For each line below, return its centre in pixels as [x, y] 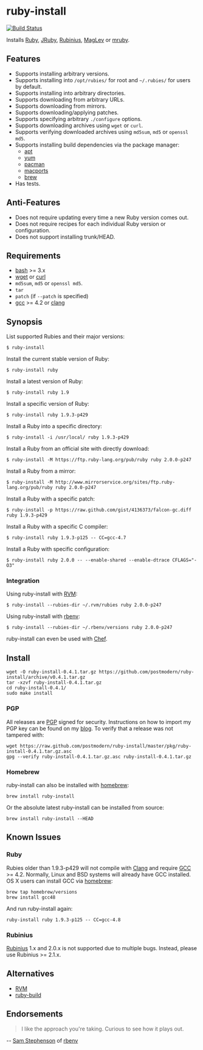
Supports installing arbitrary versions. [62, 74]
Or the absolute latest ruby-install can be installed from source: [85, 807]
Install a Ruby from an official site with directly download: [78, 449]
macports [36, 170]
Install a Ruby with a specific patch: [51, 499]
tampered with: [25, 735]
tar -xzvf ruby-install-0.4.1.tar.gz [54, 683]
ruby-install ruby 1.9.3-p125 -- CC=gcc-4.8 [64, 920]
